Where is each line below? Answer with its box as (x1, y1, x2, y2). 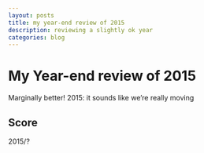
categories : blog (8, 33, 65, 42)
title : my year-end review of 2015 (8, 19, 125, 27)
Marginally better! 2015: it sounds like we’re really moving (8, 93, 195, 103)
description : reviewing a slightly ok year (8, 26, 154, 34)
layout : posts (8, 11, 55, 20)
